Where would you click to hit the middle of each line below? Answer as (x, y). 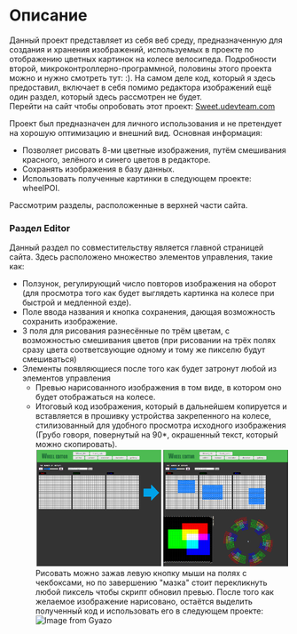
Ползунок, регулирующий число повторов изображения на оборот (149, 284)
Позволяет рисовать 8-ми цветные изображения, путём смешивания (154, 150)
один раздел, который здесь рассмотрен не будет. (106, 96)
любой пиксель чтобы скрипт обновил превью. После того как (155, 592)
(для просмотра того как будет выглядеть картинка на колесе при (148, 293)
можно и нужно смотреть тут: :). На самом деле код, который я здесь (142, 77)
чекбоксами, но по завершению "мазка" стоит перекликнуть (151, 582)
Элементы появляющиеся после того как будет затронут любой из (149, 369)
